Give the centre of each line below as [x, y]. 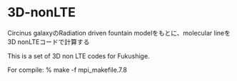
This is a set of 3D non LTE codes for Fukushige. [79, 56]
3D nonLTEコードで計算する [49, 42]
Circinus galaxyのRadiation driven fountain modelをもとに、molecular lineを [119, 33]
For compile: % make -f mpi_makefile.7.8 [67, 70]
